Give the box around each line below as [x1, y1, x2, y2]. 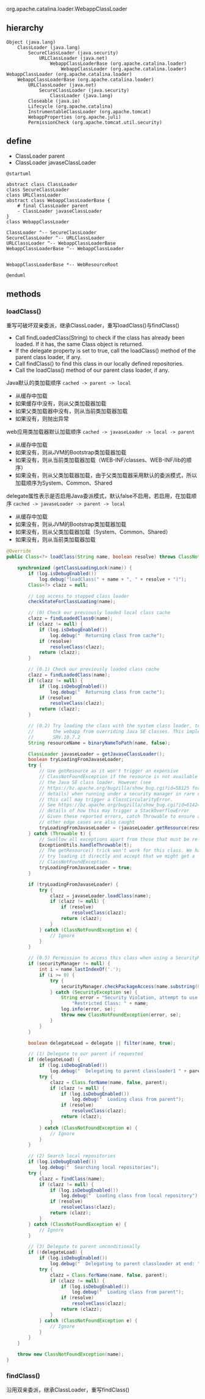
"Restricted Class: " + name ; [71, 1000, 149, 1007]
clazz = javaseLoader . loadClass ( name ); [49, 892, 151, 899]
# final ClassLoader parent [17, 202, 88, 209]
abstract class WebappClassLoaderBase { [6, 197, 111, 204]
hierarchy [6, 23, 44, 33]
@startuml [6, 171, 32, 177]
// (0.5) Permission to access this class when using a [28, 955, 173, 961]
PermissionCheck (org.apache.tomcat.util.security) [28, 119, 163, 125]
